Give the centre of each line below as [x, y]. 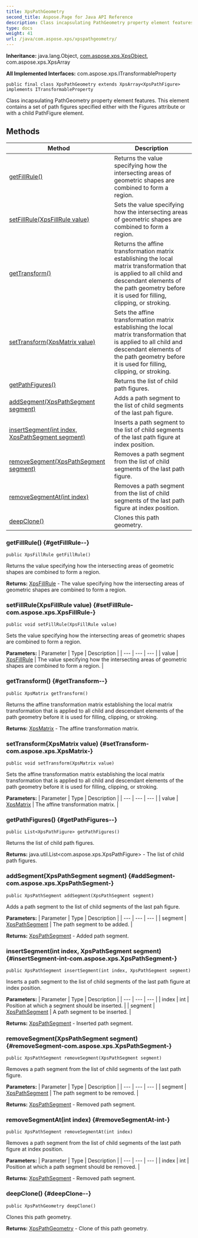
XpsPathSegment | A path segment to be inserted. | [69, 1012]
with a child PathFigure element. [45, 113]
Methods [23, 131]
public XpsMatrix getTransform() [47, 693]
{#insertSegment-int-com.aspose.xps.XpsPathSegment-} [92, 958]
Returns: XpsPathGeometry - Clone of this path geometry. [77, 1228]
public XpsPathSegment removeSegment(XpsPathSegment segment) [84, 1058]
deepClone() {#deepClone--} [49, 1194]
